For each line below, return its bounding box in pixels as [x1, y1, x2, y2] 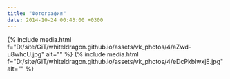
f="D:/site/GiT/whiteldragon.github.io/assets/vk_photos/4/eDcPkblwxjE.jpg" [7, 57, 224, 65]
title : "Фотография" [7, 10, 67, 17]
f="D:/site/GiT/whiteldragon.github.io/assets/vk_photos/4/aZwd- [7, 43, 192, 51]
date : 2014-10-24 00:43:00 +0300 [7, 16, 104, 23]
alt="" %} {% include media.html [46, 49, 140, 58]
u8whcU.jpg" [7, 49, 45, 58]
